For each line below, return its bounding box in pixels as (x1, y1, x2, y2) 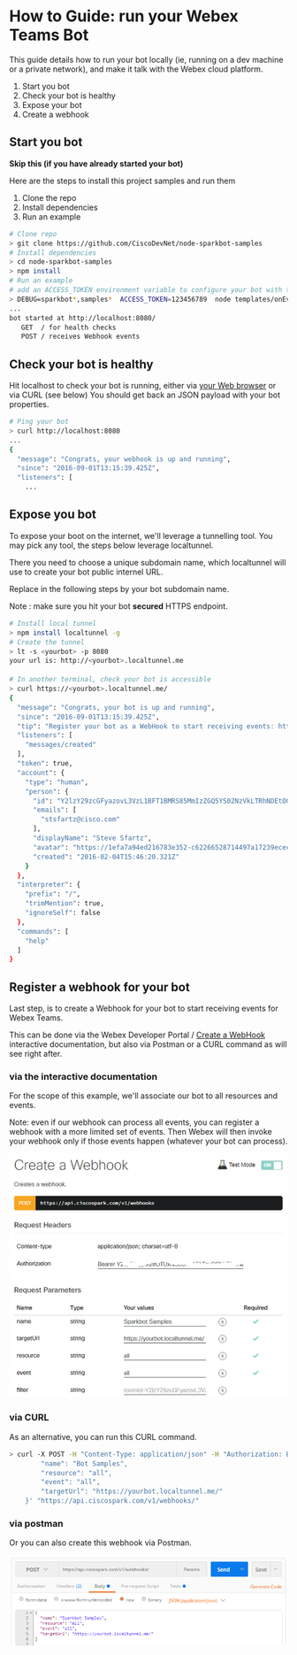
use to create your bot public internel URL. (9, 566, 164, 577)
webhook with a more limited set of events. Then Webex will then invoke (9, 1127, 272, 1137)
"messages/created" (25, 741, 97, 750)
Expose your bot (21, 99, 82, 110)
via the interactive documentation (9, 1070, 157, 1082)
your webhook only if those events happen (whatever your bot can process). (9, 1135, 288, 1147)
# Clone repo (9, 229, 57, 238)
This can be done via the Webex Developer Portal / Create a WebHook (9, 1029, 266, 1041)
